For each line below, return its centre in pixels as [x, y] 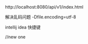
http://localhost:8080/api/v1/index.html [44, 7]
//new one [15, 37]
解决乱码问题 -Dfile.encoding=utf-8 [41, 17]
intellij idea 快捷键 [23, 27]
